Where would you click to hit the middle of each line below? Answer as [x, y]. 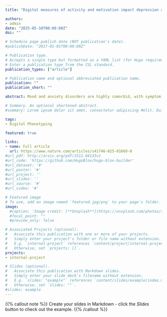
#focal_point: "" [28, 216]
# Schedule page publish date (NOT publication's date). [65, 42]
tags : [11, 119]
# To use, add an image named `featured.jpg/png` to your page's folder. [83, 202]
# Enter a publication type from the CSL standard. [60, 65]
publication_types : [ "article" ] [39, 69]
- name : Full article [28, 147]
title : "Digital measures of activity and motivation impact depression [82, 10]
